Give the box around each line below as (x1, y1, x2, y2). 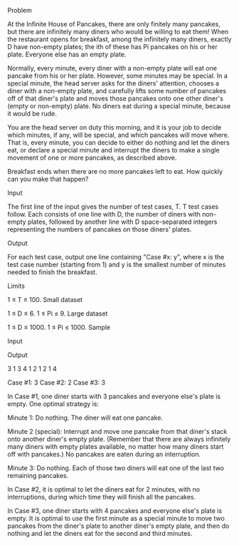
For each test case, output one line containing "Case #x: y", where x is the (7, 253, 225, 261)
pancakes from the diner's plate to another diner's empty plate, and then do (7, 521, 230, 530)
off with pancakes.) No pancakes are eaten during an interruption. (7, 450, 201, 458)
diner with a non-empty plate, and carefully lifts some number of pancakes (7, 87, 226, 95)
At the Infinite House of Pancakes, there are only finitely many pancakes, (7, 20, 221, 28)
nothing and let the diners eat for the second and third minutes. (7, 529, 193, 537)
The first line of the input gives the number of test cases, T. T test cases (7, 202, 219, 211)
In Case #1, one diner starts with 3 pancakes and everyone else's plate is (7, 392, 221, 400)
